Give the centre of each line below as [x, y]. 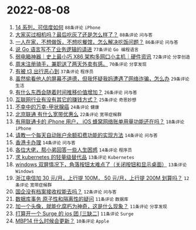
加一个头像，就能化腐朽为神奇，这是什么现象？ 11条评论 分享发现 [91, 206]
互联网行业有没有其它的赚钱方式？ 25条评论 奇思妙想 [76, 99]
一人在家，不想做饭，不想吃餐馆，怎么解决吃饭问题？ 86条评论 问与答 [97, 42]
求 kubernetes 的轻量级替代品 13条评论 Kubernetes [75, 157]
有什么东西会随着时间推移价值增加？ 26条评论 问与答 [76, 92]
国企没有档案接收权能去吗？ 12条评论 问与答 [66, 191]
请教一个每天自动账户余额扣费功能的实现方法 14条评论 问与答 [86, 135]
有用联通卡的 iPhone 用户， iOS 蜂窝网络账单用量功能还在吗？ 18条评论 [99, 121]
